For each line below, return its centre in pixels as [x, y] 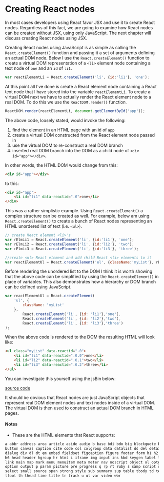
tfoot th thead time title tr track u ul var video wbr [63, 476]
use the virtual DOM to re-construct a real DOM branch [67, 145]
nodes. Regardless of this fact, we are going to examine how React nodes [79, 27]
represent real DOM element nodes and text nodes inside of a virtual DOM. [80, 402]
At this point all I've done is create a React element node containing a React [81, 86]
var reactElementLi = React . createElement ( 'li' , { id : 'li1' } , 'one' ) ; [77, 77]
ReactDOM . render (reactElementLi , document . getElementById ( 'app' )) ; [75, 111]
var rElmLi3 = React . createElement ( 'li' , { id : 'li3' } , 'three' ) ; [72, 249]
